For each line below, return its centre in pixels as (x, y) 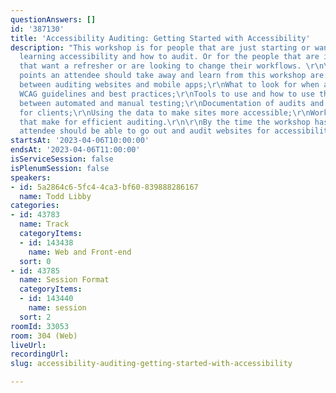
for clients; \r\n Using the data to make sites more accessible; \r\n (165, 112)
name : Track (44, 224)
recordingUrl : (40, 354)
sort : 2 (35, 317)
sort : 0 (35, 261)
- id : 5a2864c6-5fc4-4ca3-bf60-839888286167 (104, 187)
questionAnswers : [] (53, 19)
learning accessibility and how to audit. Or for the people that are (169, 57)
